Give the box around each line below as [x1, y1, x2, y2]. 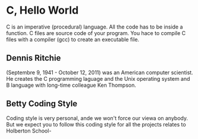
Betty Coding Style [6, 99, 78, 109]
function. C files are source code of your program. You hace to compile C [6, 29, 186, 36]
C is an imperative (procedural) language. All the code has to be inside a [6, 23, 183, 30]
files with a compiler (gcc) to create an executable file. [6, 36, 140, 43]
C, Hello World [6, 4, 79, 17]
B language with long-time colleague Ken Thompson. [6, 81, 137, 89]
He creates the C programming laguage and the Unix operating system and [6, 75, 190, 82]
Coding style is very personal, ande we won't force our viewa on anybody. [6, 114, 188, 122]
